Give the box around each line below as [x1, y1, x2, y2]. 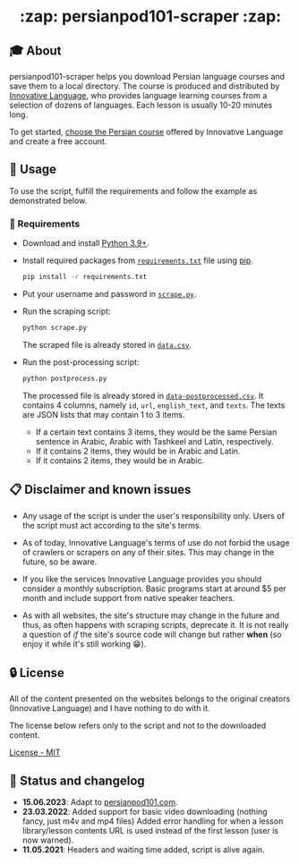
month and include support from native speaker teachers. [21, 592, 235, 603]
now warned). [21, 834, 74, 846]
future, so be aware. [21, 556, 98, 567]
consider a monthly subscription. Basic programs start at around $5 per [21, 583, 286, 594]
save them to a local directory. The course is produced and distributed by [9, 80, 280, 91]
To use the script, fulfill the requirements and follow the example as [9, 185, 258, 196]
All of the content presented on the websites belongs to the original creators [9, 693, 291, 704]
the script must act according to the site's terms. [21, 520, 202, 530]
